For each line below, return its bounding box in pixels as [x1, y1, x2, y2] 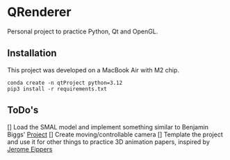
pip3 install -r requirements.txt [7, 85, 108, 93]
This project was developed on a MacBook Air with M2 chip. [7, 65, 179, 74]
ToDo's [7, 104, 39, 116]
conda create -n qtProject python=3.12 [7, 79, 123, 86]
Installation [7, 47, 57, 59]
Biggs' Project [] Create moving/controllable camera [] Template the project [7, 130, 224, 138]
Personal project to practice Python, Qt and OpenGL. [7, 27, 158, 35]
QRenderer [7, 4, 72, 20]
